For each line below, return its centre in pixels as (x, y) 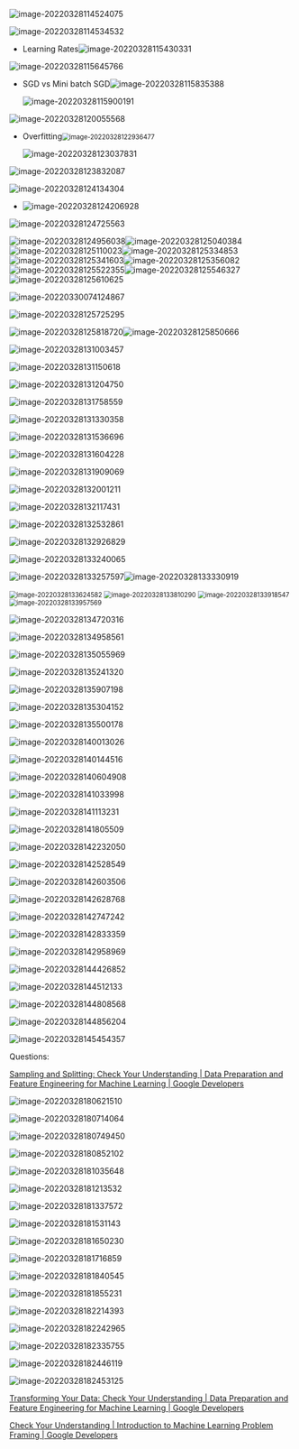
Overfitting (42, 136)
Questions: (29, 1057)
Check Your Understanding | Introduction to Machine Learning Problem (141, 1425)
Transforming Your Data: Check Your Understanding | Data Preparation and (149, 1398)
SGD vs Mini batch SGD (66, 84)
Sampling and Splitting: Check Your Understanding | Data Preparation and (146, 1074)
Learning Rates (50, 49)
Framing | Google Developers (64, 1435)
